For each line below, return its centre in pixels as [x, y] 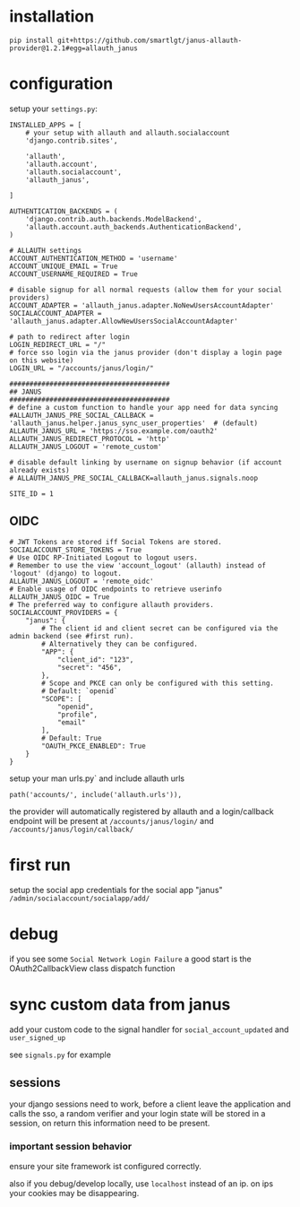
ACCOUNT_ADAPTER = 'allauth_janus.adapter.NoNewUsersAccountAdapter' [142, 305]
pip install [31, 40]
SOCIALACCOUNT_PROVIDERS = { [64, 612]
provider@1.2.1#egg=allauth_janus [74, 48]
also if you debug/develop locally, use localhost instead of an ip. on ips [141, 1183]
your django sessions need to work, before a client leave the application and [150, 1104]
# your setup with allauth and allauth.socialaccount [128, 133]
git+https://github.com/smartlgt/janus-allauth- [150, 40]
